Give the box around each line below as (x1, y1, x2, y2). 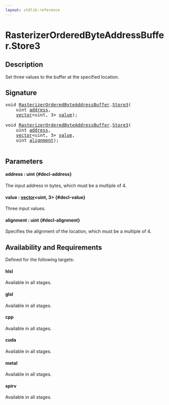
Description (5, 60, 43, 69)
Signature (5, 88, 37, 97)
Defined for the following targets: (5, 257, 75, 263)
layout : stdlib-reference (5, 7, 60, 13)
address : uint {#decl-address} (5, 171, 72, 177)
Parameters (5, 157, 43, 166)
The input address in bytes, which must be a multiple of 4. (5, 182, 127, 189)
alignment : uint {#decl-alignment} (5, 217, 80, 223)
